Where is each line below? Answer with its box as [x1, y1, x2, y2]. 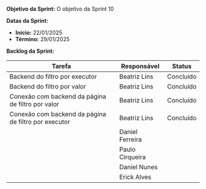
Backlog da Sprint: [6, 47, 55, 55]
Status [172, 62, 192, 70]
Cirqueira [119, 153, 146, 161]
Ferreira [119, 135, 142, 144]
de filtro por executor [9, 118, 71, 126]
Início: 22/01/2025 [15, 29, 63, 36]
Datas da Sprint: [6, 17, 49, 24]
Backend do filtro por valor [9, 82, 86, 91]
